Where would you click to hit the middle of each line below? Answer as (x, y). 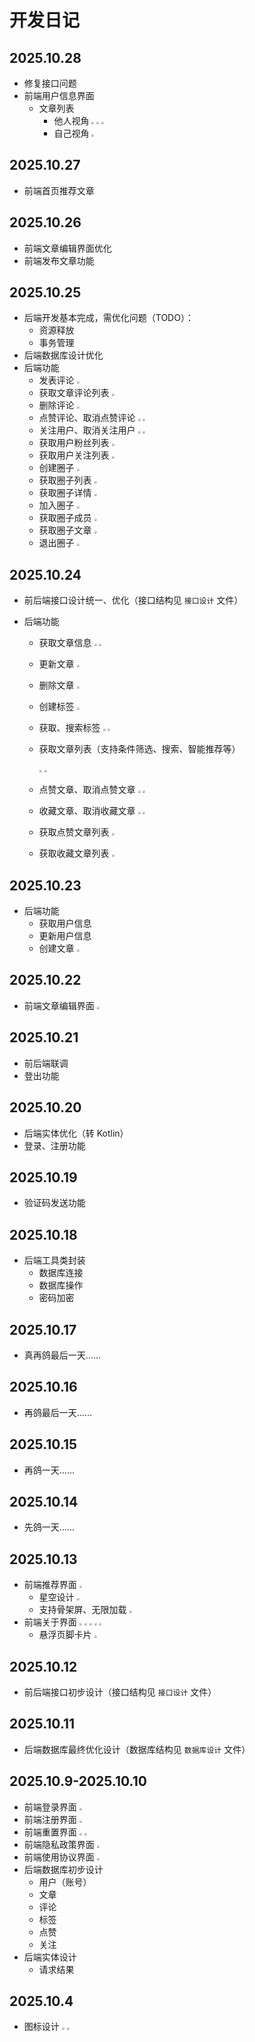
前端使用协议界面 (59, 1857)
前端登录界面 (50, 1807)
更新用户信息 (65, 936)
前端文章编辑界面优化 (67, 248)
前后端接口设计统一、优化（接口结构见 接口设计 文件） (133, 600)
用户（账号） (65, 1882)
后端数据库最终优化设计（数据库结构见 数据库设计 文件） (137, 1749)
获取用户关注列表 (74, 455)
